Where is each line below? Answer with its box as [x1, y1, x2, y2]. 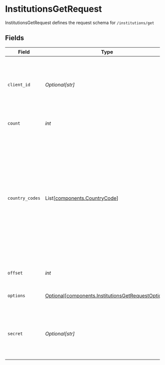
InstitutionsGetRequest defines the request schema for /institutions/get [5, 20, 155, 26]
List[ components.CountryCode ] [45, 195, 119, 202]
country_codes [7, 195, 41, 201]
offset [7, 270, 23, 276]
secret [7, 331, 23, 337]
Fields [5, 34, 25, 42]
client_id [7, 82, 30, 87]
